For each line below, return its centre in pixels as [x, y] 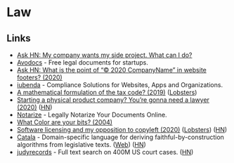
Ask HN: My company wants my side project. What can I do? [104, 55]
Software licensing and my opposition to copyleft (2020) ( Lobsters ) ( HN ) [122, 130]
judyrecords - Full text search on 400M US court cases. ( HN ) [105, 152]
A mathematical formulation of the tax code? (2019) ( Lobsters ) [107, 92]
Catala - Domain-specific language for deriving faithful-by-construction [120, 137]
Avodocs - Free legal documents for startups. [82, 63]
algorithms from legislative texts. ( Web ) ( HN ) [82, 144]
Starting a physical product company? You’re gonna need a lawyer [113, 100]
